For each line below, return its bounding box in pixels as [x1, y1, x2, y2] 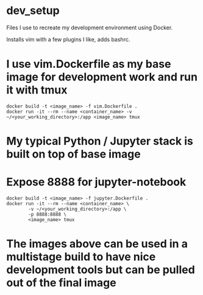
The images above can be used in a [6, 237, 188, 251]
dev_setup [6, 4, 60, 18]
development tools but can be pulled [6, 263, 195, 277]
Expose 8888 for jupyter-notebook [6, 175, 187, 189]
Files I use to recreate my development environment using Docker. [6, 24, 173, 31]
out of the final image [6, 276, 117, 290]
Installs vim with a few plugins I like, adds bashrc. [6, 35, 130, 43]
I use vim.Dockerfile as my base [6, 57, 171, 71]
